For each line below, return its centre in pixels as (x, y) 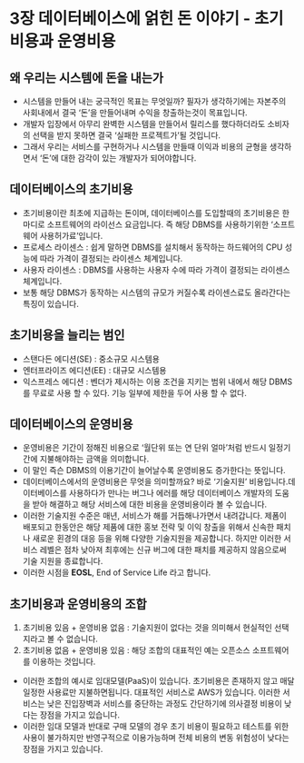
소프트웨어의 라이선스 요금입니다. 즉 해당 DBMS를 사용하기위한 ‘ (160, 224)
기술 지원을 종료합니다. (63, 561)
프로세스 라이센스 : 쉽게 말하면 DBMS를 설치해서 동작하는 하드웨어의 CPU (152, 247)
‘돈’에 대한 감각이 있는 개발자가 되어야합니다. (118, 158)
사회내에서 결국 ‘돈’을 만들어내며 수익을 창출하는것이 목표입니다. (135, 113)
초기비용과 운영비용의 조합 (78, 604)
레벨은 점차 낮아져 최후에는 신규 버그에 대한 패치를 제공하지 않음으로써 (163, 550)
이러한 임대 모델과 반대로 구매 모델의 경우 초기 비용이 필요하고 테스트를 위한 (156, 727)
